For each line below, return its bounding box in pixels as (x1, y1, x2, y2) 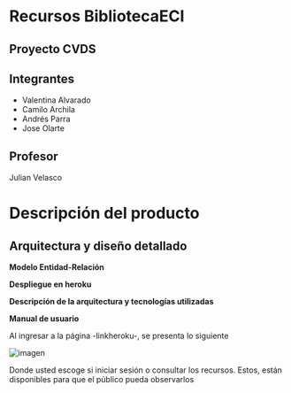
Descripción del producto (9, 204, 200, 223)
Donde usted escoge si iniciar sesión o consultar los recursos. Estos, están (9, 365, 283, 375)
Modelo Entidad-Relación (9, 262, 104, 273)
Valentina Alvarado (21, 95, 91, 105)
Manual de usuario (9, 313, 80, 324)
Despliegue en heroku (9, 279, 92, 289)
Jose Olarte (21, 123, 65, 134)
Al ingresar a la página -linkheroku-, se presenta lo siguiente (9, 330, 229, 342)
